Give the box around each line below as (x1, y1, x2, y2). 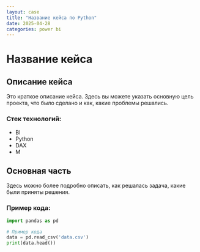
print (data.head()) (6, 240, 56, 246)
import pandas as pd (6, 218, 59, 224)
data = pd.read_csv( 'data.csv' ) (6, 234, 89, 240)
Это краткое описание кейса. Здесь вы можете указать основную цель (6, 93, 194, 100)
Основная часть (6, 166, 72, 176)
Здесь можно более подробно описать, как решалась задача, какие (6, 182, 186, 190)
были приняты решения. (6, 188, 70, 196)
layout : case (6, 9, 40, 15)
